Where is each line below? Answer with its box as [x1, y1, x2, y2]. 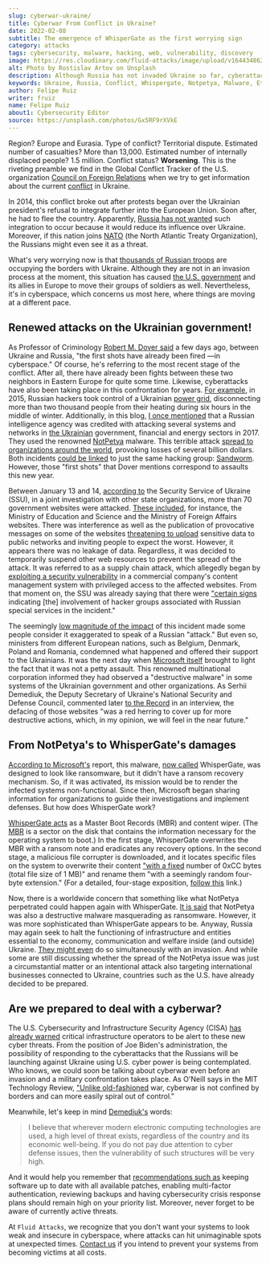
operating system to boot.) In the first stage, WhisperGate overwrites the [8, 835, 249, 845]
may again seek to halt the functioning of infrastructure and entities [8, 927, 231, 937]
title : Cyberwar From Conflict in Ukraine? [8, 19, 157, 27]
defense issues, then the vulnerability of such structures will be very [27, 1148, 255, 1158]
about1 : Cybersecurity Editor [8, 109, 110, 117]
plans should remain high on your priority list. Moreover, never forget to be [8, 1198, 255, 1208]
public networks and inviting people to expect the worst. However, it [8, 537, 234, 547]
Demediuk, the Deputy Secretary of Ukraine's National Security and [8, 689, 233, 699]
